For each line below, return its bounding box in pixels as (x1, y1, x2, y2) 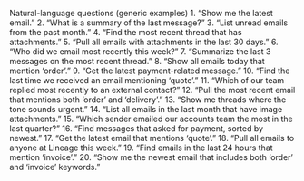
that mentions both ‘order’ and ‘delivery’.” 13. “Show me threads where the (9, 94, 287, 105)
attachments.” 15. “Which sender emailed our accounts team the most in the (9, 113, 293, 124)
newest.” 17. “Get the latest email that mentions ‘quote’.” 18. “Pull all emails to (9, 133, 295, 143)
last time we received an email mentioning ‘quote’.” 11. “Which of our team (9, 75, 285, 85)
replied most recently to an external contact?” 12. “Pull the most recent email (9, 85, 296, 95)
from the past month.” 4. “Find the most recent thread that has (9, 27, 242, 37)
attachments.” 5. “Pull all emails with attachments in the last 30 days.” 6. (9, 36, 279, 47)
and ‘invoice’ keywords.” (9, 162, 101, 172)
